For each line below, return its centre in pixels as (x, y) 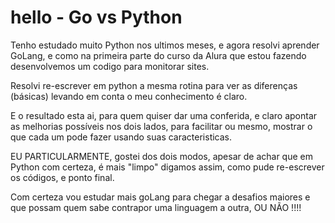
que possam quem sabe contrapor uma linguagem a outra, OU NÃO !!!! (156, 207)
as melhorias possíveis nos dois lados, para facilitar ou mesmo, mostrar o (161, 126)
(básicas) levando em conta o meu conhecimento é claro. (129, 96)
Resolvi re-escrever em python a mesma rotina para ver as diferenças (154, 85)
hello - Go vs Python (96, 17)
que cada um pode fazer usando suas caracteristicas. (121, 137)
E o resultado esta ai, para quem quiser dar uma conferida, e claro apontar (164, 115)
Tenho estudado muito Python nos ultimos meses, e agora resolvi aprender (165, 45)
